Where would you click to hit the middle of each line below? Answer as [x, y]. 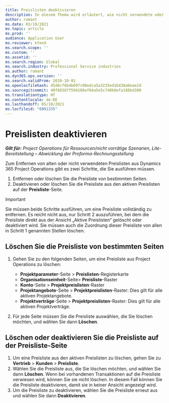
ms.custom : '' [20, 52]
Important [15, 199]
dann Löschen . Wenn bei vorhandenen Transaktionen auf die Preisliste [87, 374]
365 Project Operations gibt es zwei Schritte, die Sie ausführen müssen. [80, 169]
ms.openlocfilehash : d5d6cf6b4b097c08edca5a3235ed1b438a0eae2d [73, 85]
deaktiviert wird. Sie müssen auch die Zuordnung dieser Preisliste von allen [84, 225]
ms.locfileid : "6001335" [31, 109]
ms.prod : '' [18, 33]
